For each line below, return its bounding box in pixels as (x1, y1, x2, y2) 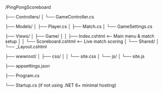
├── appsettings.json (5, 63, 50, 69)
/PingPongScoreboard (5, 4, 51, 10)
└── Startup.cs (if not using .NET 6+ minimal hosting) (5, 82, 116, 88)
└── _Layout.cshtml (5, 44, 47, 49)
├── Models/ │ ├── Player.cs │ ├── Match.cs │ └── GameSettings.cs (5, 23, 152, 29)
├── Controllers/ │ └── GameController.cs (5, 14, 94, 19)
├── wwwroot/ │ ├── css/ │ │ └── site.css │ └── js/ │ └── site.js (5, 53, 145, 59)
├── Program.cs (5, 73, 40, 79)
